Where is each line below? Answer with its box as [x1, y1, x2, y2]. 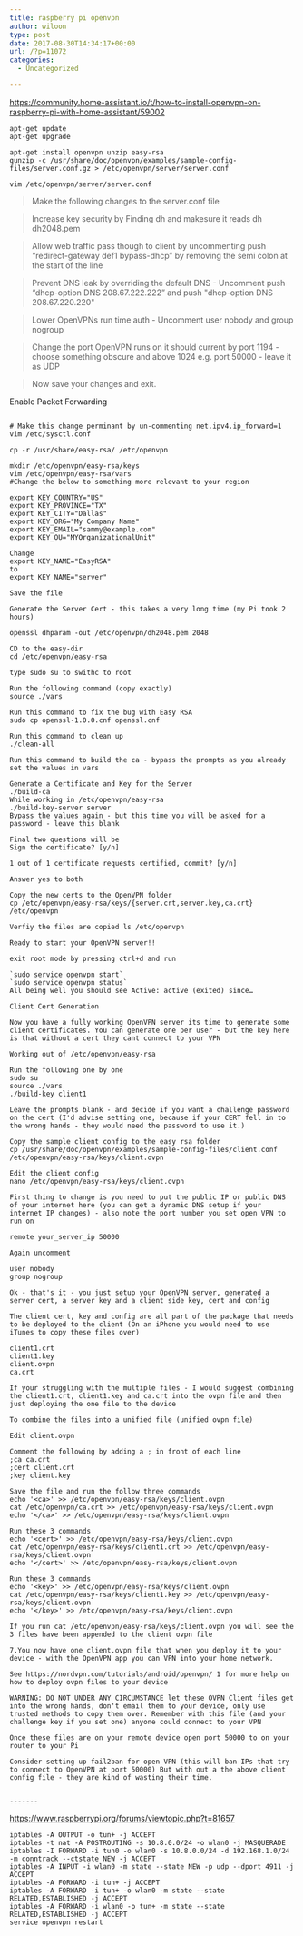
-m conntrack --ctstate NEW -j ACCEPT [9, 1854, 156, 1863]
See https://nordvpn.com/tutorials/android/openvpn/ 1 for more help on [9, 1669, 290, 1679]
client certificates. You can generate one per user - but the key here [9, 1026, 290, 1035]
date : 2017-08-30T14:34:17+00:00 [9, 38, 136, 48]
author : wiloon [9, 22, 67, 31]
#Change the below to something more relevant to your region [9, 477, 249, 486]
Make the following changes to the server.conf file [31, 195, 220, 206]
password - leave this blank [9, 819, 120, 828]
